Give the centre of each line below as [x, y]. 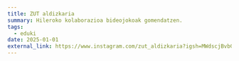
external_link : [30, 46]
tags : [15, 27]
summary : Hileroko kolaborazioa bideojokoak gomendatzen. [95, 20]
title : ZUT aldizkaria [41, 14]
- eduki [25, 33]
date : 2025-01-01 [33, 40]
